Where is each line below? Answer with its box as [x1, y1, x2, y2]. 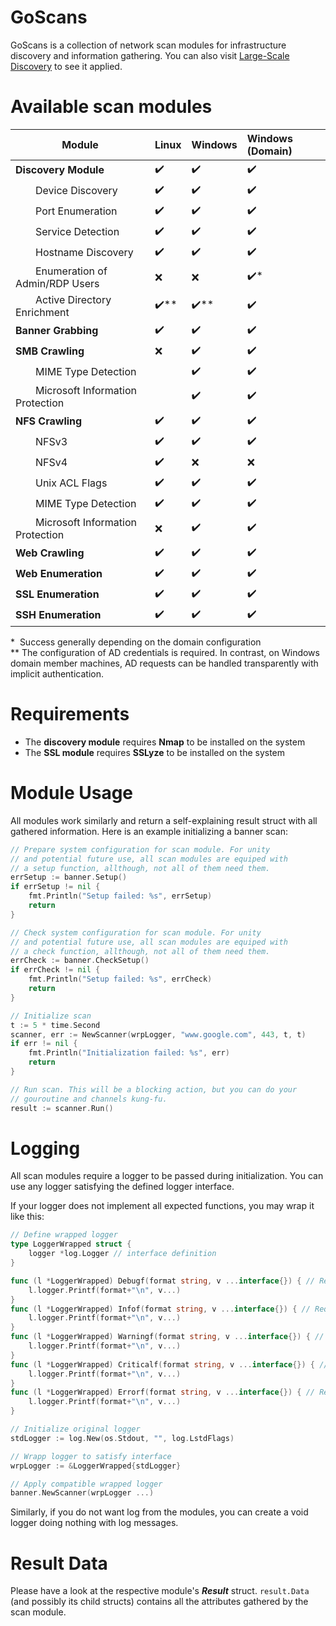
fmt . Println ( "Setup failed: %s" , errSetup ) [28, 891, 213, 901]
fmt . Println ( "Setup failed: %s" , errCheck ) [28, 974, 213, 985]
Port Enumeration [35, 204, 118, 218]
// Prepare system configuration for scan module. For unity [10, 844, 271, 855]
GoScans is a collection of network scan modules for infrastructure [10, 39, 287, 51]
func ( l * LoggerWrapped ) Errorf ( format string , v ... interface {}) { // [10, 1387, 316, 1398]
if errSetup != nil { [10, 882, 101, 892]
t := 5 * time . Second [10, 1020, 101, 1030]
